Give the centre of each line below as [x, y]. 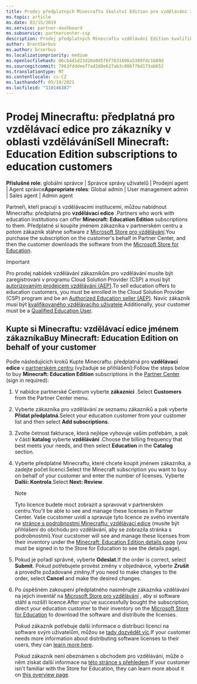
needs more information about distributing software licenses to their [97, 638]
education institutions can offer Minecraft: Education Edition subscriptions [97, 219]
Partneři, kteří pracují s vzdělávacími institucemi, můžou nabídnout [86, 206]
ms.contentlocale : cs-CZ [36, 77]
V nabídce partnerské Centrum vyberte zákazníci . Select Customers [98, 391]
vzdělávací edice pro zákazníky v [89, 129]
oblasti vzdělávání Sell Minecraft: [88, 142]
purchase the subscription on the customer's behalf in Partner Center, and [96, 238]
